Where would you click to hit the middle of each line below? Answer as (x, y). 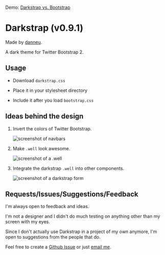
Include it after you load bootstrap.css (53, 100)
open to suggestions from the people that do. (53, 237)
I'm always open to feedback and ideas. (47, 206)
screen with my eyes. (28, 222)
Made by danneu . (24, 42)
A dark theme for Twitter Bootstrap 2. (44, 52)
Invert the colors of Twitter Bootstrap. (52, 129)
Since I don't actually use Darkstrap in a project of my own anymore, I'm (81, 231)
